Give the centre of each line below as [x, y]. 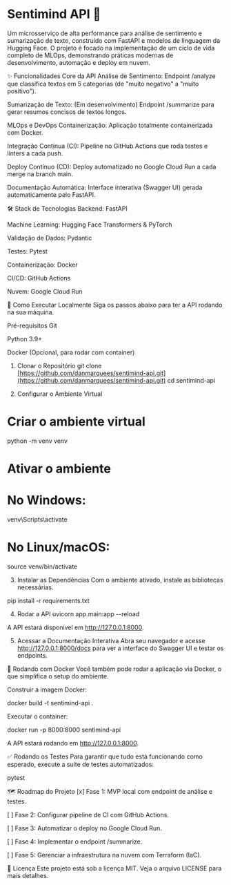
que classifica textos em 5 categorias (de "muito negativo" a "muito [103, 84]
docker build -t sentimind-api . [50, 703]
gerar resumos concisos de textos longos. [67, 112]
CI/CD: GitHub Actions [39, 278]
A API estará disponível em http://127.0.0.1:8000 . [76, 627]
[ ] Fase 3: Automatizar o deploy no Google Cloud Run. [84, 828]
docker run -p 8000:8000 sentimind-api [64, 730]
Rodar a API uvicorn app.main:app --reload [78, 613]
